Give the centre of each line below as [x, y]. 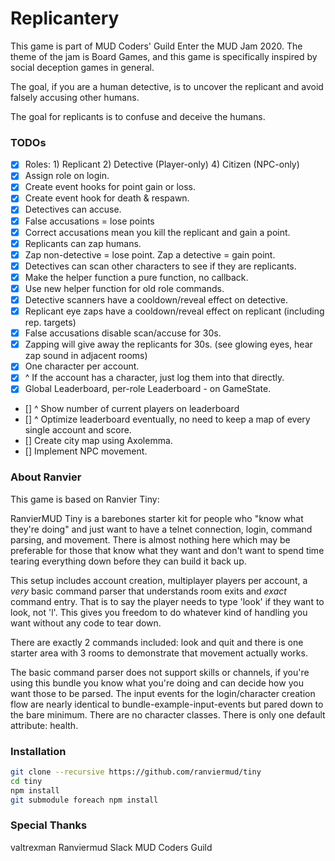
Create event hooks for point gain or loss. [110, 187]
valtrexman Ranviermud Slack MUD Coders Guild [111, 847]
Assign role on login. [67, 176]
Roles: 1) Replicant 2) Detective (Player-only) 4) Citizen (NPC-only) [162, 164]
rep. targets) [50, 323]
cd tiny [26, 781]
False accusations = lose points [89, 221]
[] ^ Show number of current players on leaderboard [132, 409]
